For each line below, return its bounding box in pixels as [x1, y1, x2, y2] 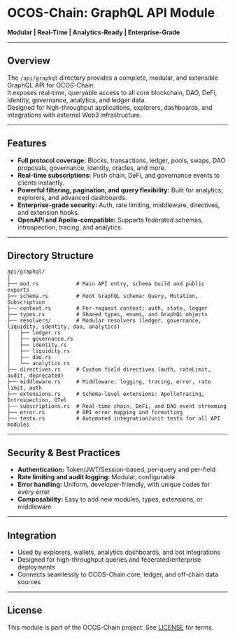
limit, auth [7, 385, 42, 392]
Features [7, 138, 47, 150]
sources [17, 578, 41, 586]
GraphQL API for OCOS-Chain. [7, 80, 96, 89]
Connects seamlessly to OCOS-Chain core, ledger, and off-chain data [17, 570, 219, 579]
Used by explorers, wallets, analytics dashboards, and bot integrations [17, 548, 221, 556]
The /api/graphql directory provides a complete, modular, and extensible [7, 73, 219, 82]
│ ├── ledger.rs [7, 329, 61, 336]
